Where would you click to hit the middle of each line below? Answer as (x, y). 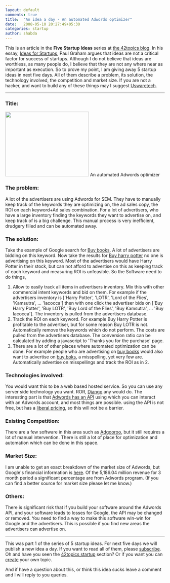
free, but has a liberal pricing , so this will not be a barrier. (65, 408)
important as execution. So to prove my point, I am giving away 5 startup (81, 69)
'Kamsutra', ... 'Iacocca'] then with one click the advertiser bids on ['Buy (88, 303)
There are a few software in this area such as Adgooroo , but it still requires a (85, 432)
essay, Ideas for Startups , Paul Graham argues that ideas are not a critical (82, 53)
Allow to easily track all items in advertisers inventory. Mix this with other (88, 286)
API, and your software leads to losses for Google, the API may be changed (84, 513)
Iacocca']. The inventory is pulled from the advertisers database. (80, 314)
